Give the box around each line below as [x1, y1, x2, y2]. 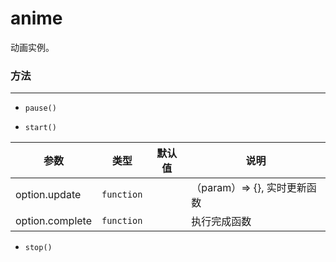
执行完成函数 [191, 215, 252, 229]
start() [24, 123, 57, 133]
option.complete [15, 214, 92, 228]
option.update [15, 188, 82, 202]
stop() [24, 243, 53, 253]
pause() [24, 103, 57, 114]
